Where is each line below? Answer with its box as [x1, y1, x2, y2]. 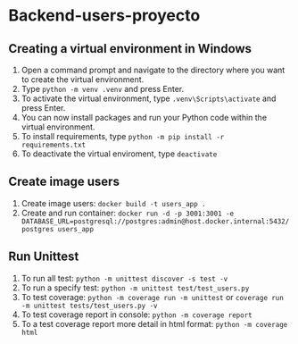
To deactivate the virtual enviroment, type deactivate [21, 148, 218, 159]
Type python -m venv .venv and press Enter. [21, 84, 185, 94]
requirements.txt [21, 140, 87, 149]
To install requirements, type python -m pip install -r [21, 131, 225, 141]
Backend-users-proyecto [8, 5, 201, 26]
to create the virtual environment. [21, 74, 145, 85]
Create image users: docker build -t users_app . [21, 197, 206, 208]
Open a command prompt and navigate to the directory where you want [21, 64, 286, 75]
